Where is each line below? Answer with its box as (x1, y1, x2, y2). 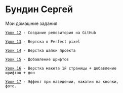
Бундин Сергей (5, 4, 73, 15)
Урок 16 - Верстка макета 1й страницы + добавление (5, 66, 116, 71)
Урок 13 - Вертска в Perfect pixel (5, 39, 80, 44)
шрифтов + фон (5, 70, 35, 75)
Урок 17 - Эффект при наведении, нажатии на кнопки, (5, 79, 119, 84)
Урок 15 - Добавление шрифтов (5, 57, 69, 62)
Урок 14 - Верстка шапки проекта (5, 48, 76, 53)
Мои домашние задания (5, 20, 58, 26)
